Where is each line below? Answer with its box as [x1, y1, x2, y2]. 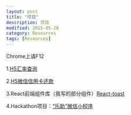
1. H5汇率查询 [6, 65, 38, 72]
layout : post [6, 8, 38, 15]
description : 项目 [6, 19, 49, 25]
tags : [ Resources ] [6, 36, 51, 42]
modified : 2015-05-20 [6, 25, 59, 31]
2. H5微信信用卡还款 [6, 77, 54, 84]
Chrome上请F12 [6, 53, 44, 59]
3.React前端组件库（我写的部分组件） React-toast [6, 90, 125, 97]
